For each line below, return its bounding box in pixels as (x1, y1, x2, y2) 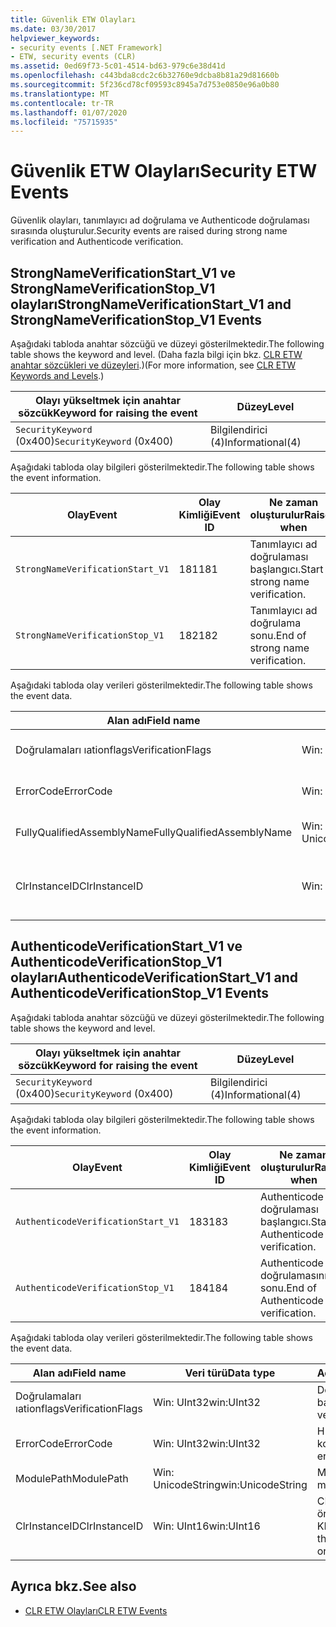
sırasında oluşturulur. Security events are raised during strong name (10, 225, 288, 237)
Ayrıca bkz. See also (10, 1578, 137, 1595)
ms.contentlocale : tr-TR (10, 98, 114, 108)
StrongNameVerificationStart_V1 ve (10, 264, 236, 281)
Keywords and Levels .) (10, 370, 105, 381)
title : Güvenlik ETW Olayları (10, 14, 137, 25)
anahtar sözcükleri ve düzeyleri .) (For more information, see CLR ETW (10, 359, 296, 371)
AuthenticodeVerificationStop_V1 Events (10, 985, 270, 1002)
